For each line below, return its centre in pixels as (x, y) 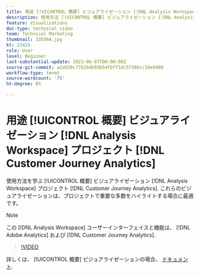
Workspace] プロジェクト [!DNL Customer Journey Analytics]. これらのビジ (99, 188)
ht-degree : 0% (24, 84)
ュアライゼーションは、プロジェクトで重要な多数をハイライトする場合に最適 (100, 195)
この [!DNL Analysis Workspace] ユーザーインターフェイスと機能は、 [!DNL (98, 227)
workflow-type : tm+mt (33, 73)
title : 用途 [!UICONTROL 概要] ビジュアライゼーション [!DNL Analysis (88, 12)
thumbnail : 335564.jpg (34, 39)
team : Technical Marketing (40, 34)
